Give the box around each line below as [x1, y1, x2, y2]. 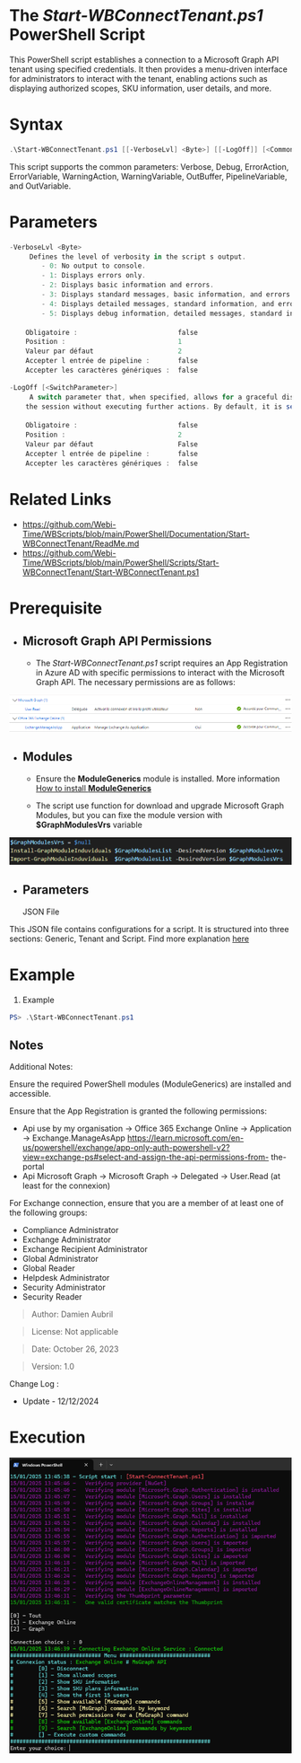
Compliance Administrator [21, 1225, 119, 1236]
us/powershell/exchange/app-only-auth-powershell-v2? [21, 1142, 230, 1153]
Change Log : [9, 1379, 60, 1389]
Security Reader [21, 1291, 82, 1302]
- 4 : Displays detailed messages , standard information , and [41, 299, 275, 308]
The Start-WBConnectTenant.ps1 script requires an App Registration [35, 657, 288, 668]
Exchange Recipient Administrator [21, 1244, 148, 1255]
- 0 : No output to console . [41, 261, 146, 270]
